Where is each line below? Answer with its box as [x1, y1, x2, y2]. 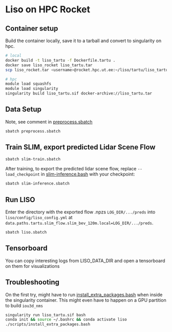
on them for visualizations [5, 263, 60, 269]
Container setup [5, 24, 58, 33]
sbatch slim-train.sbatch [5, 157, 60, 162]
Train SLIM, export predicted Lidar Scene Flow [5, 143, 156, 152]
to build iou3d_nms [5, 302, 44, 308]
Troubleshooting [5, 278, 60, 287]
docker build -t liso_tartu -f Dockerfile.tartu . [5, 57, 116, 63]
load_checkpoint [5, 172, 40, 178]
